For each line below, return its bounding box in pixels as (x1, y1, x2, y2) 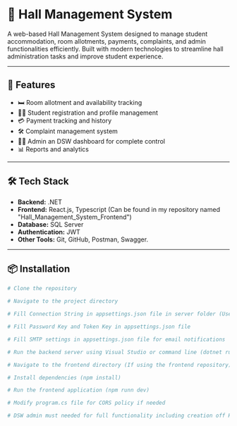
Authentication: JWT (17, 227, 80, 236)
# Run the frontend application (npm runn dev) (7, 387, 150, 394)
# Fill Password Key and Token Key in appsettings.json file (7, 323, 191, 330)
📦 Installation (7, 263, 71, 275)
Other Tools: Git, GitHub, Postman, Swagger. (17, 235, 149, 244)
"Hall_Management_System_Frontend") (17, 213, 132, 221)
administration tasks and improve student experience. (7, 52, 164, 61)
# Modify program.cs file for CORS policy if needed (7, 399, 166, 407)
